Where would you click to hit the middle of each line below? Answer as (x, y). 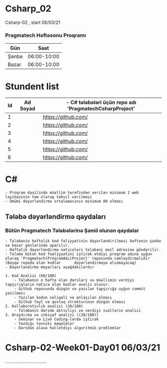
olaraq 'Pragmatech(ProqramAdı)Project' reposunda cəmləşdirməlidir (78, 258)
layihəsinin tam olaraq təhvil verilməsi (49, 197)
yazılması (15, 293)
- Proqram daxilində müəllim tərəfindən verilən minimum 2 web (72, 193)
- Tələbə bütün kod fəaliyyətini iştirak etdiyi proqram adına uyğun (79, 254)
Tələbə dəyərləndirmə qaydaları (55, 217)
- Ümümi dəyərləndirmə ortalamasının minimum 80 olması (64, 202)
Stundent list (32, 87)
